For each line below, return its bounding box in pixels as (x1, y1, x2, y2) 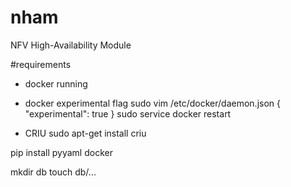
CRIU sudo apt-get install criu (24, 127, 147, 139)
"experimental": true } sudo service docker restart (24, 107, 232, 120)
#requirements (10, 58, 72, 70)
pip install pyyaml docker (10, 146, 113, 158)
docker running (24, 77, 88, 90)
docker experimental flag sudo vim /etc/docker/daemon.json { (24, 97, 281, 109)
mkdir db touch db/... (10, 166, 97, 178)
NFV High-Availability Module (10, 39, 132, 51)
